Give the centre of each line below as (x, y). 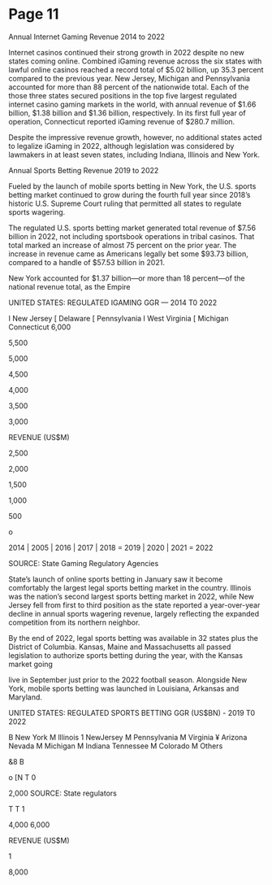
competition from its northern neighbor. (74, 622)
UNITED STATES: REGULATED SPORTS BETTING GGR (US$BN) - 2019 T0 (132, 713)
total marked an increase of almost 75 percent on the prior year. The (123, 245)
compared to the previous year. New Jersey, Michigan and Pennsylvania (129, 78)
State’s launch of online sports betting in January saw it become (116, 579)
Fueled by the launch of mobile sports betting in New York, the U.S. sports (132, 186)
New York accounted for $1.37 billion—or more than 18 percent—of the (127, 278)
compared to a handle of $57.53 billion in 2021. (86, 262)
